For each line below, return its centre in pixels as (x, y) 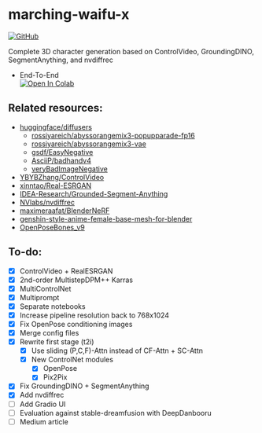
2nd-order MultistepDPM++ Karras (76, 280)
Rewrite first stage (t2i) (57, 342)
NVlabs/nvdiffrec (47, 202)
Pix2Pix (55, 377)
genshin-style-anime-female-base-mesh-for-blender (106, 218)
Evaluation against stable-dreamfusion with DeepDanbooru (115, 413)
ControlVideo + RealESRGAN (66, 271)
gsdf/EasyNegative (62, 152)
